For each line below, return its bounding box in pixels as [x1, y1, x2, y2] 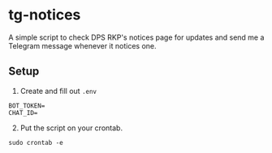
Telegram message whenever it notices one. [8, 40, 157, 50]
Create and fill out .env [19, 86, 97, 96]
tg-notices [8, 6, 81, 24]
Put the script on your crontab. [19, 123, 123, 133]
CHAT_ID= [8, 108, 38, 117]
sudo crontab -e [8, 138, 63, 147]
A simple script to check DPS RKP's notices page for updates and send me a [8, 32, 265, 42]
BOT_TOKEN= [8, 101, 45, 110]
